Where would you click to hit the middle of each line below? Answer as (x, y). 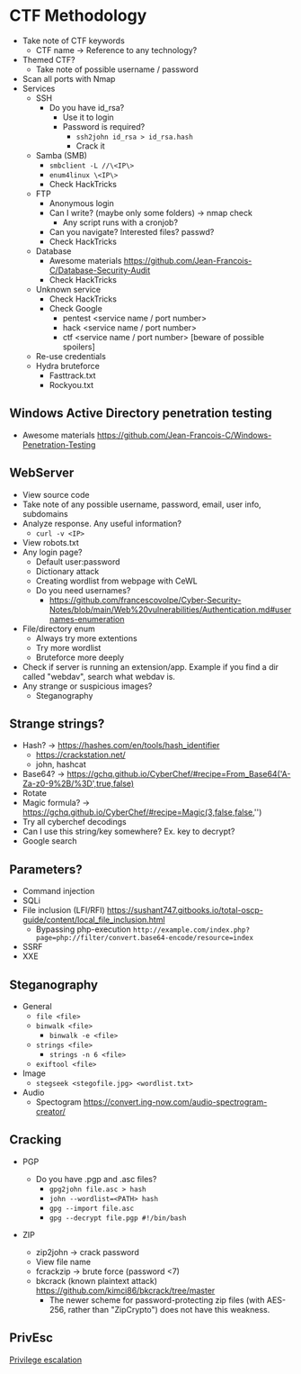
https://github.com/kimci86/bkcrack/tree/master (125, 1290)
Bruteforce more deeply (80, 657)
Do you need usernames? (83, 590)
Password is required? (104, 126)
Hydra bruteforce (68, 366)
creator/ (50, 1112)
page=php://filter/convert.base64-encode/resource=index (145, 938)
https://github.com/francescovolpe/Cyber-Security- (145, 600)
